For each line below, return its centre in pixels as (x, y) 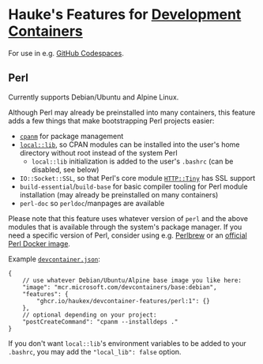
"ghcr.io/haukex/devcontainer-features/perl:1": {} (124, 301)
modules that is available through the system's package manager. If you (125, 227)
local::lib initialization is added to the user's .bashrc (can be (132, 161)
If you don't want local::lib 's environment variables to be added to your (127, 343)
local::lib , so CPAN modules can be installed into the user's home (130, 144)
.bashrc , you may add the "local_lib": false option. (95, 351)
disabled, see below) (65, 169)
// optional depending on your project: (90, 315)
